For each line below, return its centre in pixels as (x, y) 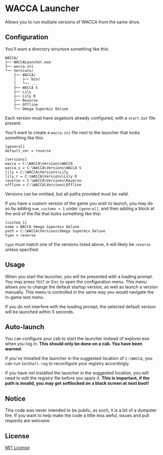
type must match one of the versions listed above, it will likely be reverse (78, 244)
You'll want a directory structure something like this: (57, 49)
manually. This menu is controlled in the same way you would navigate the (80, 292)
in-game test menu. (25, 297)
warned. (14, 349)
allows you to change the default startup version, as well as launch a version (81, 287)
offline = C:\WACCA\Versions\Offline (43, 185)
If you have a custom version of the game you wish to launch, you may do (79, 203)
